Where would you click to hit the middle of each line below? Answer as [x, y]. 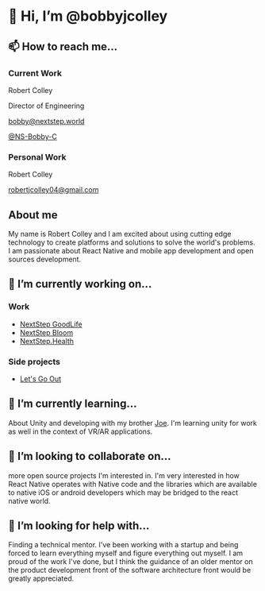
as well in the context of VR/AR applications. [81, 431]
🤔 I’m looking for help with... [79, 525]
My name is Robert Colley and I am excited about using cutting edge [120, 234]
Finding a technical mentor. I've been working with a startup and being [123, 545]
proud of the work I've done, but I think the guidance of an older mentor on [131, 562]
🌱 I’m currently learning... [73, 404]
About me [33, 215]
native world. [29, 500]
